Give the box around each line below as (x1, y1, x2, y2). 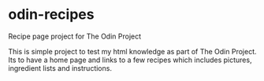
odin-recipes (8, 6, 95, 24)
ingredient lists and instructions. (8, 63, 113, 72)
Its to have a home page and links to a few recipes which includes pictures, (8, 55, 252, 64)
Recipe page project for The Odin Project (8, 31, 142, 41)
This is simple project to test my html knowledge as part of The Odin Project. (8, 46, 258, 56)
